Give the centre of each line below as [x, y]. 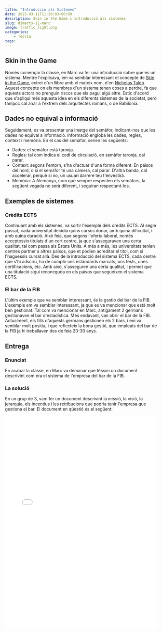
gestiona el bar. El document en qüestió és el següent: [59, 409]
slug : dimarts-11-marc [28, 23]
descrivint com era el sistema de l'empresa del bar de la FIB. [65, 376]
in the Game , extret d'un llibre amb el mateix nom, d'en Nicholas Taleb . [75, 82]
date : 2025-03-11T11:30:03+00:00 [39, 14]
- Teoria [22, 37]
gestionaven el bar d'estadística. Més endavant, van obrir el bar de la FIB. [78, 316]
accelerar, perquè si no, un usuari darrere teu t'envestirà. [68, 175]
